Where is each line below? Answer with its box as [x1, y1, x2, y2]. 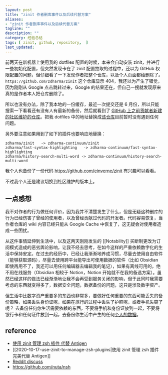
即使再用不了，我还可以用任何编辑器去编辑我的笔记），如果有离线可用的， [5, 263, 156, 269]
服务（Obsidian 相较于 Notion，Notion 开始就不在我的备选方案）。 [22, 270, 157, 276]
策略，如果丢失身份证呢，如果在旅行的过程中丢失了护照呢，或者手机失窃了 [9, 299, 163, 305]
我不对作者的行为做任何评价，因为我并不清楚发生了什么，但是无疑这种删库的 [5, 209, 163, 215]
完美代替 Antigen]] [12, 353, 51, 359]
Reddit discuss [12, 358, 43, 364]
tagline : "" [5, 26, 30, 31]
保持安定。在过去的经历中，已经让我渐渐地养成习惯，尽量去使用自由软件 [13, 251, 163, 257]
